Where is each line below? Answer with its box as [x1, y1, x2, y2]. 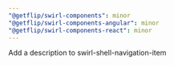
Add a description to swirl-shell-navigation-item [8, 48, 167, 58]
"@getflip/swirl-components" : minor [8, 11, 131, 20]
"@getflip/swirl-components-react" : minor [8, 26, 152, 34]
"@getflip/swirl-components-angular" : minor [8, 19, 160, 27]
